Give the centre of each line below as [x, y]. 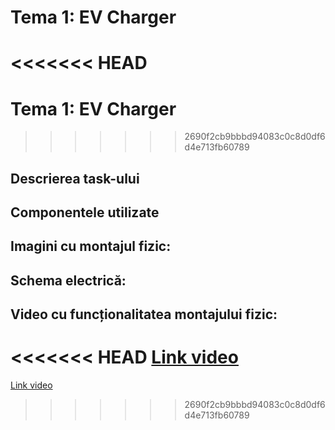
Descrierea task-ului [75, 178]
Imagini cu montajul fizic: [91, 246]
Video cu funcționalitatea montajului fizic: [144, 314]
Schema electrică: [68, 280]
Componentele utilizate [85, 212]
